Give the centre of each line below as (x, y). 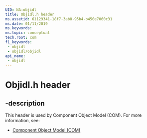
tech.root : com (21, 38)
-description (25, 103)
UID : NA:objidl (21, 10)
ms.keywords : (19, 28)
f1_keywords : (19, 42)
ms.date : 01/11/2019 (27, 24)
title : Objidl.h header (30, 14)
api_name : (15, 56)
